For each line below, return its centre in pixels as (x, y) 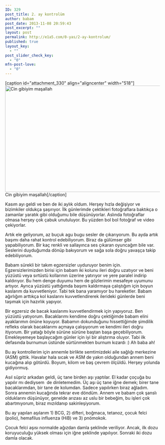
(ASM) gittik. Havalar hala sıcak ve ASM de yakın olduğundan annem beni (79, 357)
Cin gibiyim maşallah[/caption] (36, 194)
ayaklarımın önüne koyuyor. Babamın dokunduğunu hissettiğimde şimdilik (79, 322)
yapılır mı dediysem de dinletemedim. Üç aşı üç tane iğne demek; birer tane (82, 382)
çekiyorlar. (16, 225)
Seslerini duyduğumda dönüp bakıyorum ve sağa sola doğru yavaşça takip (81, 250)
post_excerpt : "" (23, 28)
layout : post (18, 32)
